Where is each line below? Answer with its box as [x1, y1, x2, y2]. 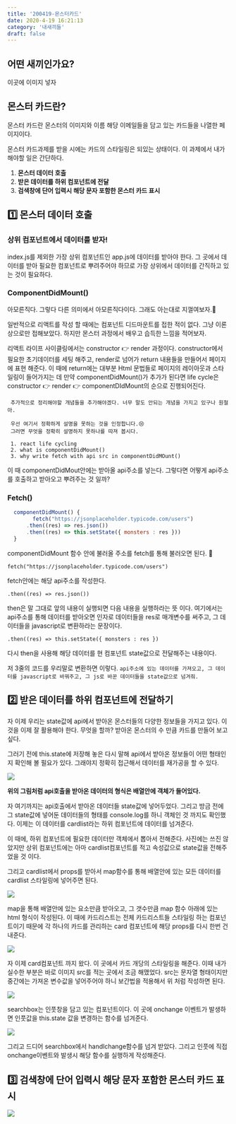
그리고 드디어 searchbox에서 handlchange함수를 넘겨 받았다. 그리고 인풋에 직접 [7, 1042, 228, 1050]
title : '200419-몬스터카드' [7, 10, 82, 18]
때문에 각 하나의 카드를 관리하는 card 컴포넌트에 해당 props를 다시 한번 [25, 922, 221, 930]
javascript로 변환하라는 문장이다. [31, 621, 123, 630]
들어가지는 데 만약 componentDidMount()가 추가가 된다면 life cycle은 [25, 373, 220, 381]
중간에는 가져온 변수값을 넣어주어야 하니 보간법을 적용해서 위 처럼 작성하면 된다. [7, 977, 225, 985]
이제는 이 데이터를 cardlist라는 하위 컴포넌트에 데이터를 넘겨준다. [16, 819, 194, 828]
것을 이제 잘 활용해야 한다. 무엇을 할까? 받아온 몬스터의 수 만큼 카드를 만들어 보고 [7, 726, 228, 734]
